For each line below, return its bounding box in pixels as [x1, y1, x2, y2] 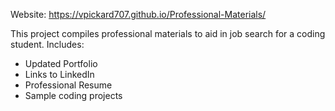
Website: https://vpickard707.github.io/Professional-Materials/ [10, 9, 267, 20]
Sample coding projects [24, 90, 123, 101]
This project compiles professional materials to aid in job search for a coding [10, 28, 326, 39]
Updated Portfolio [24, 58, 98, 69]
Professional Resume [24, 79, 113, 91]
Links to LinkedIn [24, 69, 95, 80]
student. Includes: [10, 39, 85, 50]
